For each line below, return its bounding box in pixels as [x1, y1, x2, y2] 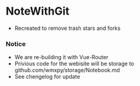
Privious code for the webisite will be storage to [14, 60, 135, 68]
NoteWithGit [5, 4, 70, 18]
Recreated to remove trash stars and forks [14, 24, 121, 32]
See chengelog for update [14, 73, 80, 81]
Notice [5, 40, 26, 48]
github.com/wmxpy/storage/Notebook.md [14, 66, 120, 74]
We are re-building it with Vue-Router [14, 54, 109, 61]
